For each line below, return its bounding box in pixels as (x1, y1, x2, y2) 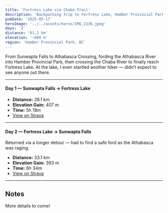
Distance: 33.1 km (12, 155, 50, 161)
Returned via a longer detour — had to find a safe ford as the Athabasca (5, 140, 153, 146)
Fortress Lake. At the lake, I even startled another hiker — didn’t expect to (5, 64, 157, 70)
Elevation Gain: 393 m (12, 160, 59, 166)
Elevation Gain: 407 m (12, 102, 59, 108)
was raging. (5, 145, 29, 151)
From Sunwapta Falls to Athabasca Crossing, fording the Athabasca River (5, 53, 156, 59)
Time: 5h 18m (12, 107, 41, 113)
